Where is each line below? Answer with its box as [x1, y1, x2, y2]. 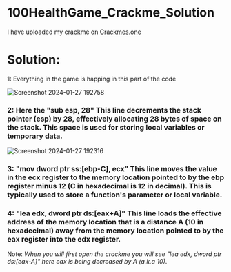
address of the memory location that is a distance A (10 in [7, 217, 204, 227]
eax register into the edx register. [7, 235, 121, 244]
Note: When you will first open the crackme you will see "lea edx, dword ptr [7, 250, 222, 258]
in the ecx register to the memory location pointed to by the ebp [7, 173, 225, 182]
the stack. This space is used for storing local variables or [7, 122, 205, 132]
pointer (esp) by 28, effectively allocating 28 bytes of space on [7, 114, 222, 124]
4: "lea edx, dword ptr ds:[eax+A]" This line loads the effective [7, 208, 222, 218]
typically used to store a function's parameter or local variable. [7, 190, 223, 200]
